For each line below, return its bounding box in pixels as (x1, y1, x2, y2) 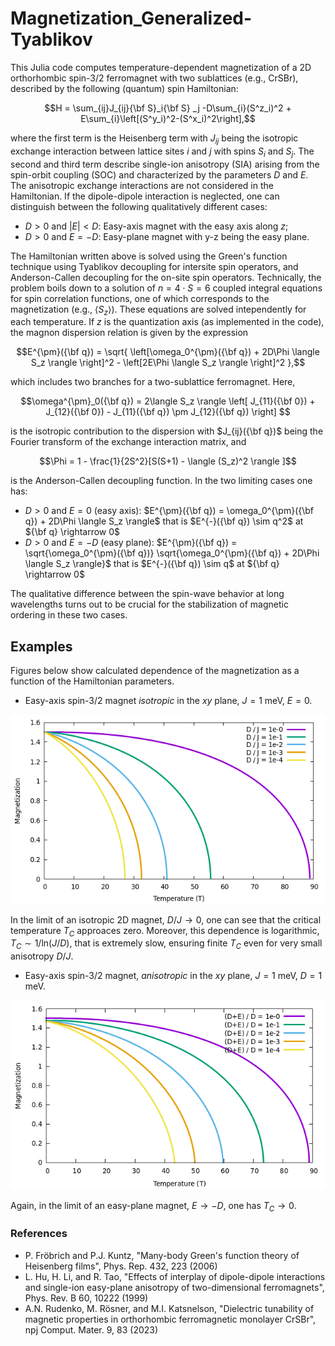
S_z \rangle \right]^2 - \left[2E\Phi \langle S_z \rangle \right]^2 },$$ (30, 357, 306, 369)
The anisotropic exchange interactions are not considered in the (10, 179, 274, 191)
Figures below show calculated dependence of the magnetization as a (10, 665, 300, 677)
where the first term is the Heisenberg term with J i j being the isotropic (10, 132, 299, 146)
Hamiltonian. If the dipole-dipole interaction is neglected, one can (10, 190, 280, 202)
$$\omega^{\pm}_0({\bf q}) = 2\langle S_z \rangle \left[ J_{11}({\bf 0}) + (20, 395, 316, 407)
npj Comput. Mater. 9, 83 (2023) (24, 1323, 159, 1336)
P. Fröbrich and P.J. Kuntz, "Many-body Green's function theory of (24, 1249, 300, 1261)
